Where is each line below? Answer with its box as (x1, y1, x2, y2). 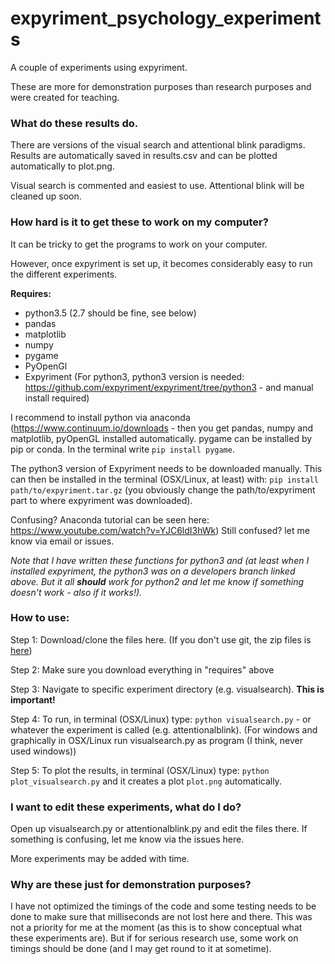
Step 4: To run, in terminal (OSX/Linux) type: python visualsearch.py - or (10, 713, 312, 725)
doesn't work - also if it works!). (10, 586, 143, 598)
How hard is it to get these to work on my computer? (10, 215, 269, 229)
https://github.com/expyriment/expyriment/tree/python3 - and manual (24, 381, 314, 393)
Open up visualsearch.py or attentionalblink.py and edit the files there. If (10, 823, 308, 835)
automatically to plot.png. (10, 160, 115, 172)
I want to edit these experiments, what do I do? (10, 800, 242, 814)
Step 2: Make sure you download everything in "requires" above (10, 663, 275, 676)
